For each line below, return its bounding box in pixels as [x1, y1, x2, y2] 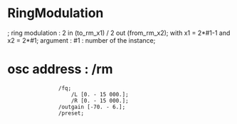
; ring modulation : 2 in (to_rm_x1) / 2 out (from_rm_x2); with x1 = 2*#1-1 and [7, 29, 231, 37]
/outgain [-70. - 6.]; [58, 103, 126, 110]
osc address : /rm [7, 61, 113, 78]
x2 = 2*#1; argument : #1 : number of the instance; [7, 36, 156, 44]
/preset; [58, 109, 84, 117]
